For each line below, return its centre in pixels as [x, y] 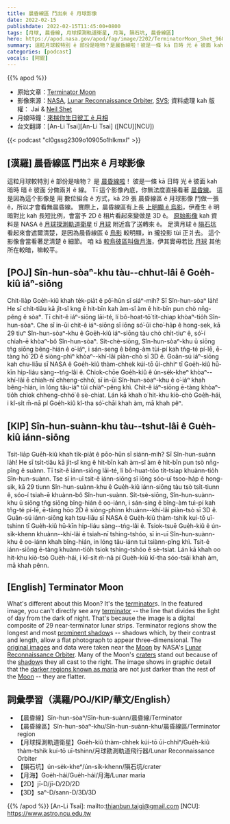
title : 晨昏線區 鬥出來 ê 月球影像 [52, 13]
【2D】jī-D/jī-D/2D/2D [48, 783]
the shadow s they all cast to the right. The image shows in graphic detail [109, 662]
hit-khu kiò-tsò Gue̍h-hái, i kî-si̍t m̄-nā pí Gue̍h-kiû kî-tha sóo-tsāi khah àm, [113, 558]
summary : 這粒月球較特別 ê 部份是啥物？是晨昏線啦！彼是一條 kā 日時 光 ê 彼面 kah [115, 45]
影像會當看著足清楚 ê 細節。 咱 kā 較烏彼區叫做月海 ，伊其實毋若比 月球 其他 [114, 241]
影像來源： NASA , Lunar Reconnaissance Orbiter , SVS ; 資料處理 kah [112, 100]
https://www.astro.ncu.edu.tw [49, 813]
